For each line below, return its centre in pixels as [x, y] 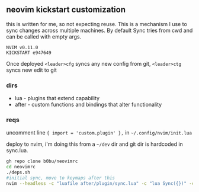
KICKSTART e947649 [29, 53]
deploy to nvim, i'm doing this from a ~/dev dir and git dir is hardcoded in [95, 144]
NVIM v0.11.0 [22, 47]
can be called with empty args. [44, 36]
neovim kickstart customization [66, 10]
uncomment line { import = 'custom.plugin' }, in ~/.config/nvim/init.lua [99, 133]
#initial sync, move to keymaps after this [61, 178]
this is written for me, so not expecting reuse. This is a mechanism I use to [97, 24]
